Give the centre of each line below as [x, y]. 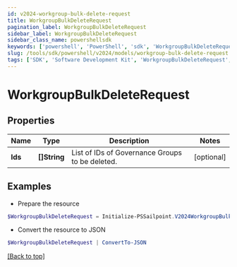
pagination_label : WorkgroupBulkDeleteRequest [77, 27]
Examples [29, 187]
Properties [31, 121]
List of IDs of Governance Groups [127, 153]
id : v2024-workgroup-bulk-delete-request [69, 14]
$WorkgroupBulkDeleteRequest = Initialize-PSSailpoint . [91, 216]
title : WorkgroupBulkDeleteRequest [60, 20]
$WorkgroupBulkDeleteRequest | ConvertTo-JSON [77, 243]
